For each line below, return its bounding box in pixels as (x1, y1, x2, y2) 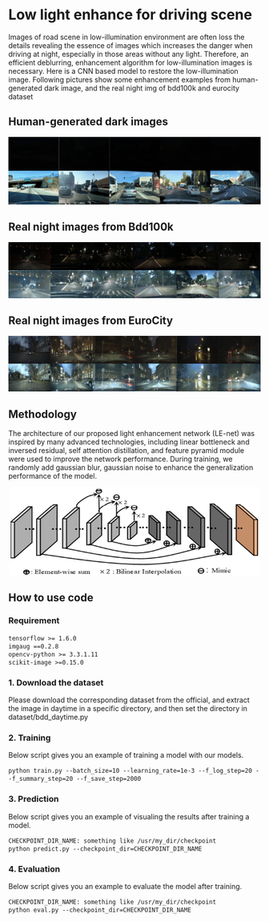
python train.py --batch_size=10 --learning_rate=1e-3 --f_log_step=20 (8, 767, 252, 775)
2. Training (8, 732, 51, 743)
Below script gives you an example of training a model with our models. (8, 750, 244, 760)
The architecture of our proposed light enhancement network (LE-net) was (8, 429, 255, 439)
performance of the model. (8, 471, 98, 481)
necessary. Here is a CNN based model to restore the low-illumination (8, 66, 239, 75)
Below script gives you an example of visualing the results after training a (8, 811, 250, 821)
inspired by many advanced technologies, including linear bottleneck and (8, 437, 250, 447)
